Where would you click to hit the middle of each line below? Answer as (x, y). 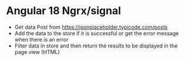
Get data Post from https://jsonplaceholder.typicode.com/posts (91, 27)
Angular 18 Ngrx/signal (64, 11)
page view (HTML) (37, 52)
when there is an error (41, 39)
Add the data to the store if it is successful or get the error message (97, 33)
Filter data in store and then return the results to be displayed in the (96, 46)
